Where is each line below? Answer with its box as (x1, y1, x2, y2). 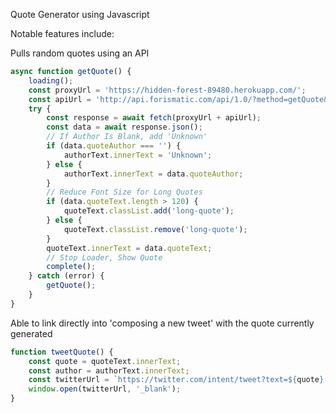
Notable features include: (10, 28, 115, 39)
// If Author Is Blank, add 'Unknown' (46, 132, 208, 142)
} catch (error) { (28, 271, 105, 281)
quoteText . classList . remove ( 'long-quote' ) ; (63, 224, 248, 234)
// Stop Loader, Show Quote (46, 252, 163, 263)
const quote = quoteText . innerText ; (28, 356, 182, 366)
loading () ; (28, 75, 74, 86)
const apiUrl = (28, 94, 92, 104)
